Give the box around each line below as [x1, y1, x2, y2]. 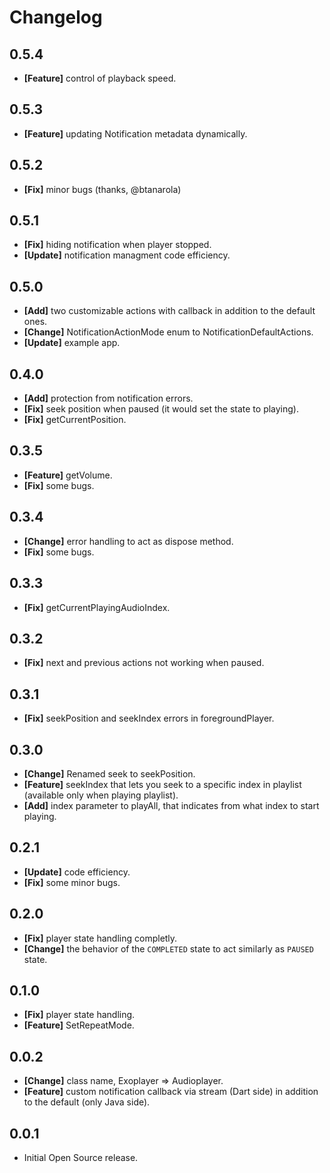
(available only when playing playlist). [23, 789, 179, 801]
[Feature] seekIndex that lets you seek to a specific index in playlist [23, 778, 302, 790]
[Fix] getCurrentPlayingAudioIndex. [23, 601, 171, 613]
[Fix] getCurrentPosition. [23, 414, 127, 426]
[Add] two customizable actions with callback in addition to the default [23, 305, 316, 317]
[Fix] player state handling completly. [23, 932, 178, 944]
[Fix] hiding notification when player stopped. [23, 239, 212, 251]
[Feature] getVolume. [23, 469, 113, 481]
